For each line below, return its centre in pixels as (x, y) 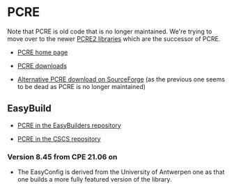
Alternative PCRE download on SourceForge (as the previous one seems (121, 79)
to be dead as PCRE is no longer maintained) (82, 86)
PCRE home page (42, 52)
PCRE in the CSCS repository (59, 138)
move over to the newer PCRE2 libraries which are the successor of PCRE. (114, 38)
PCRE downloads (42, 65)
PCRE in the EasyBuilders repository (69, 125)
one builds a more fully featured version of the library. (94, 180)
